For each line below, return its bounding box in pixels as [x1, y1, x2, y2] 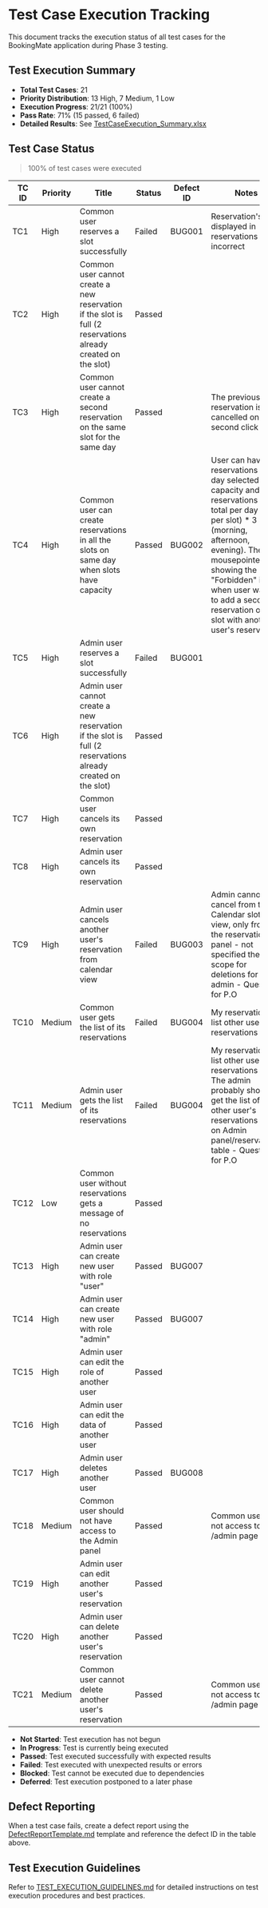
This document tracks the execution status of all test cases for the [8, 32, 226, 42]
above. [8, 1838, 31, 1847]
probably [211, 1084, 245, 1095]
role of [79, 1366, 104, 1377]
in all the [79, 534, 112, 545]
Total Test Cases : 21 [19, 85, 88, 94]
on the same [79, 421, 126, 432]
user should [79, 1505, 124, 1516]
